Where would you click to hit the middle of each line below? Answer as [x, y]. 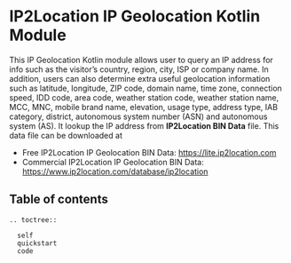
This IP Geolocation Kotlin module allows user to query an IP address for [141, 60]
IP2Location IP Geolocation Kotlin [135, 16]
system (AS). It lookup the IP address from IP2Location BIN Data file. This [144, 125]
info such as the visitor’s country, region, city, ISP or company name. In [139, 69]
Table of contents [59, 199]
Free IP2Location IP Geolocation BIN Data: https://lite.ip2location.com [149, 152]
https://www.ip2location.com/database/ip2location [115, 171]
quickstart [37, 243]
